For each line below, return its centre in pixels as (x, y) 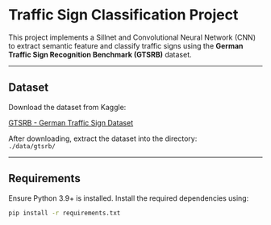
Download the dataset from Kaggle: (67, 107)
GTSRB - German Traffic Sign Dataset (71, 122)
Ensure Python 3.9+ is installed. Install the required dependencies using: (129, 198)
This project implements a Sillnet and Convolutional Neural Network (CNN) (132, 37)
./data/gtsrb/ (32, 146)
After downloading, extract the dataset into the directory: (103, 138)
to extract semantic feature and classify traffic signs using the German (126, 45)
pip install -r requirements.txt (65, 213)
